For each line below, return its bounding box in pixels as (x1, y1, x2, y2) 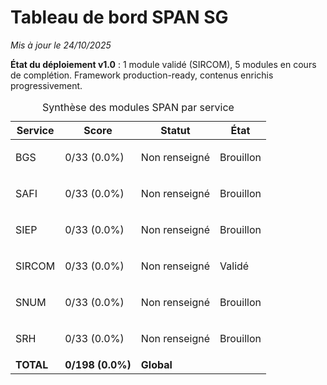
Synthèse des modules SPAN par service (42, 100, 235, 114)
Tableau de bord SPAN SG (10, 6, 229, 29)
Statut (160, 123, 191, 137)
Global (140, 357, 173, 371)
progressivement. (10, 79, 83, 91)
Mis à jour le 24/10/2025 (10, 39, 112, 51)
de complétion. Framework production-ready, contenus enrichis (10, 69, 274, 81)
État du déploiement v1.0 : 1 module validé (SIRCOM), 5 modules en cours (10, 58, 317, 70)
